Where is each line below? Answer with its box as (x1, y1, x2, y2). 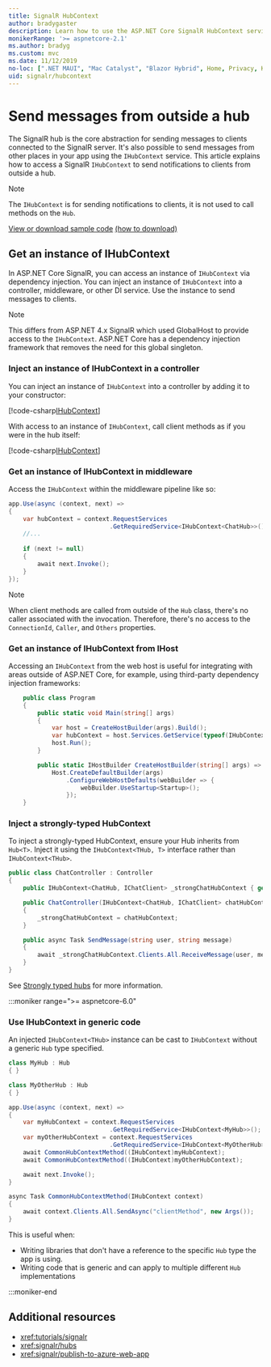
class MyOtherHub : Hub (8, 1081, 89, 1089)
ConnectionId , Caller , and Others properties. (8, 622, 156, 632)
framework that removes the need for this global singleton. (8, 343, 203, 353)
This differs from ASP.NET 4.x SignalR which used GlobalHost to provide (8, 325, 249, 336)
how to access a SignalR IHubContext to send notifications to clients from (8, 159, 252, 169)
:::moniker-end (8, 1287, 58, 1297)
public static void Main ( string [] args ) (37, 709, 175, 717)
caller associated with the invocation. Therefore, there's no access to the (8, 614, 251, 624)
